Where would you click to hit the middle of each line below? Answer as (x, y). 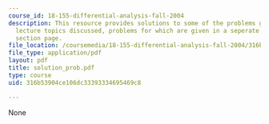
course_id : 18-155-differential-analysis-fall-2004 (96, 16)
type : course (30, 75)
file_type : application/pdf (55, 53)
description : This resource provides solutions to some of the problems (132, 23)
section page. (39, 38)
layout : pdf (28, 61)
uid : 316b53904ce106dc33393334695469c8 (75, 82)
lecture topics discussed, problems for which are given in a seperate (138, 30)
